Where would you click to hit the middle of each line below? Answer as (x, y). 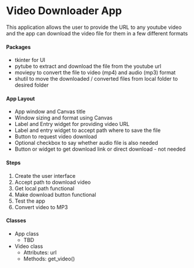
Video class (29, 246)
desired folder (31, 85)
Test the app (30, 201)
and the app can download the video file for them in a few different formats (97, 33)
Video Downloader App (64, 11)
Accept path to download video (53, 182)
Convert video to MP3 (41, 207)
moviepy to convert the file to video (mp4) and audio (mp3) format (95, 72)
